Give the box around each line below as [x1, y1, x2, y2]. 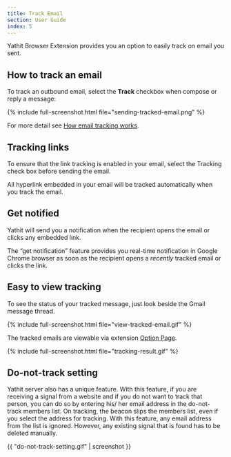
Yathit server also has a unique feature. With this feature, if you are [7, 385, 197, 394]
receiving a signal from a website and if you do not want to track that [7, 392, 203, 400]
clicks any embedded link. [7, 233, 81, 241]
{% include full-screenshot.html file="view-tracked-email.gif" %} [7, 320, 192, 328]
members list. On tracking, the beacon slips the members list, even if [23, 407, 219, 416]
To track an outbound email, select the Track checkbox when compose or [7, 88, 217, 96]
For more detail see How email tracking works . [7, 121, 139, 130]
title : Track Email [7, 10, 63, 17]
